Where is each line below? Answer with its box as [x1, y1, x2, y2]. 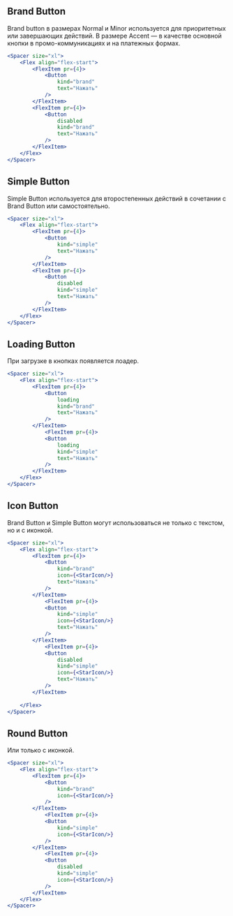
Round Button [7, 727, 68, 739]
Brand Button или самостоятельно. [7, 202, 110, 210]
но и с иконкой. [7, 526, 54, 534]
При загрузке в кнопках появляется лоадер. [7, 357, 140, 365]
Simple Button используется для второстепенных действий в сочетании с [7, 194, 227, 202]
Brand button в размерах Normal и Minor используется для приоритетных [7, 24, 227, 32]
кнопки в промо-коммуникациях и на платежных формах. [7, 38, 181, 47]
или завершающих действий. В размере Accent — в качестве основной [7, 31, 222, 40]
